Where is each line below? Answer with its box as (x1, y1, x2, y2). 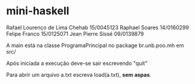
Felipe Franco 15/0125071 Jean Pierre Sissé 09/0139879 (6, 30, 144, 37)
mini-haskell (6, 4, 70, 18)
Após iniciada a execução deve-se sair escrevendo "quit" (6, 60, 148, 67)
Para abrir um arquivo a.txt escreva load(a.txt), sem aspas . (6, 71, 151, 78)
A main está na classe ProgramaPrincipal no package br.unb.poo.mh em (6, 42, 184, 49)
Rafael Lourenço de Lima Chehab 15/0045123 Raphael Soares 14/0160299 (6, 24, 190, 31)
